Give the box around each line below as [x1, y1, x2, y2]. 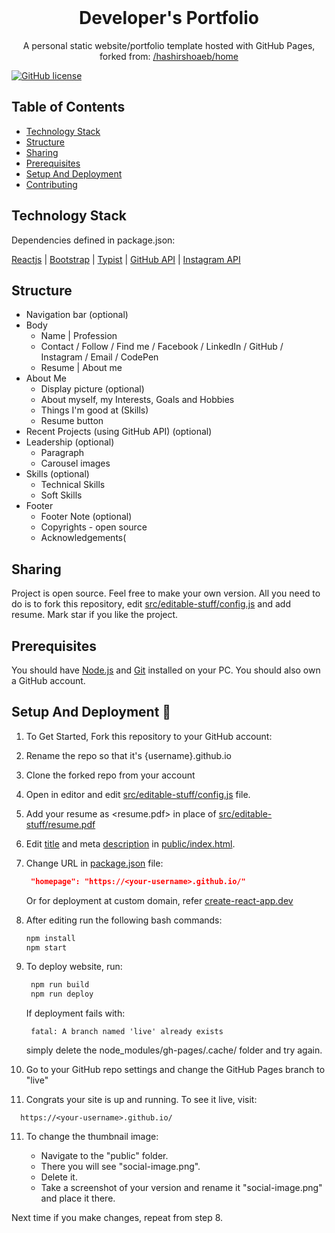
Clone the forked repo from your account [25, 769, 196, 781]
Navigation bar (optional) [25, 309, 129, 321]
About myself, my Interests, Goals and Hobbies [40, 394, 235, 406]
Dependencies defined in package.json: [11, 234, 176, 246]
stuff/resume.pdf [25, 818, 96, 830]
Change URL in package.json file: [25, 857, 164, 869]
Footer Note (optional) [40, 511, 133, 523]
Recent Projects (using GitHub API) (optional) [25, 426, 213, 438]
